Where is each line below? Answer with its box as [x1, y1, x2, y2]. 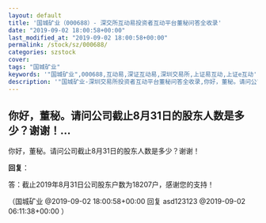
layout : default [8, 11, 62, 20]
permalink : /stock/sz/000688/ [8, 41, 108, 49]
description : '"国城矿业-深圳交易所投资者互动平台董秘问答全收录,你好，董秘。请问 [8, 77, 252, 85]
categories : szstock [8, 48, 77, 56]
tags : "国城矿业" [8, 63, 61, 71]
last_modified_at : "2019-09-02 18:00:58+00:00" [8, 33, 169, 42]
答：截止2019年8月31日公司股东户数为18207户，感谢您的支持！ [8, 180, 215, 190]
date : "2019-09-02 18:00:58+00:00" [8, 26, 126, 34]
